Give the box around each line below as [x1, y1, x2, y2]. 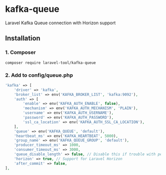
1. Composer [5, 49, 36, 56]
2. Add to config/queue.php [5, 72, 73, 79]
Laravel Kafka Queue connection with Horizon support [5, 20, 116, 26]
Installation [5, 34, 41, 43]
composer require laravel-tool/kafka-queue [5, 60, 96, 65]
